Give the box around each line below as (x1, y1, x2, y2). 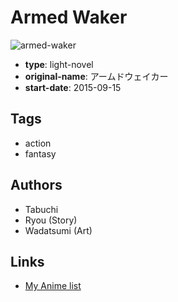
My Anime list (24, 280, 82, 292)
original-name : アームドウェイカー (24, 70, 169, 82)
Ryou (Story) (24, 214, 78, 226)
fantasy (24, 147, 57, 160)
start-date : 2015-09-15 (24, 81, 122, 93)
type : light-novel (24, 58, 94, 70)
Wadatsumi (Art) (24, 224, 93, 236)
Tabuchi (24, 203, 59, 215)
